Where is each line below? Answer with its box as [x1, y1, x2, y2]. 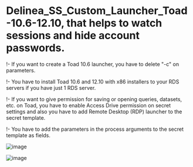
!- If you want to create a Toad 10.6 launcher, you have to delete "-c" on [6, 60, 180, 68]
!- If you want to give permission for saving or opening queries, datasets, [6, 95, 182, 103]
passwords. [6, 41, 65, 55]
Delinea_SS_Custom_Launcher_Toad [6, 4, 188, 18]
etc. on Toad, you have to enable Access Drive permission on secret [6, 102, 171, 109]
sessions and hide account [6, 29, 140, 42]
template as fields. [6, 131, 51, 138]
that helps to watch [66, 16, 162, 30]
